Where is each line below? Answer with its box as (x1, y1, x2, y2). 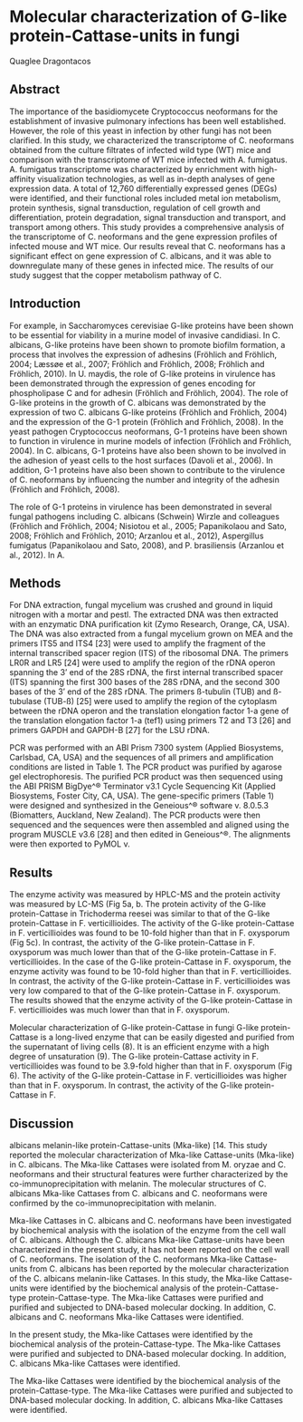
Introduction (9, 296, 81, 312)
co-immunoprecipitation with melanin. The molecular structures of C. (9, 1178, 267, 1189)
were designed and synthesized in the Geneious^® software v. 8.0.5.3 (9, 800, 270, 811)
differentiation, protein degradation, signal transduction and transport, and (9, 211, 287, 223)
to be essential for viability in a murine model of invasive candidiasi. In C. (9, 329, 280, 341)
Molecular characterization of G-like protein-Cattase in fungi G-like (9, 1022, 260, 1033)
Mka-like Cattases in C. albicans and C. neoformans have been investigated (9, 1215, 292, 1225)
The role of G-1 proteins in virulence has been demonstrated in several (9, 501, 272, 512)
